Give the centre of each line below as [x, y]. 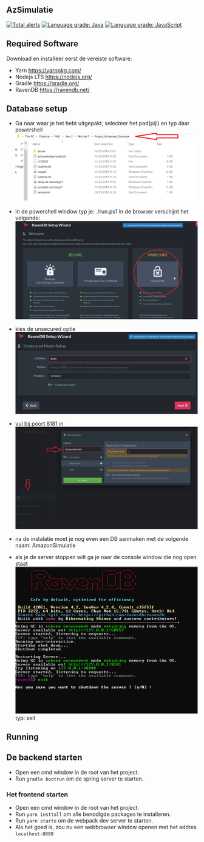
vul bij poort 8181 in [39, 424]
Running [23, 737]
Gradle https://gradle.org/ [47, 83]
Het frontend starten [37, 795]
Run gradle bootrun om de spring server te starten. [79, 779]
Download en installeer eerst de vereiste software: [69, 58]
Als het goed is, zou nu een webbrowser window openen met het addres [106, 827]
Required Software [42, 44]
